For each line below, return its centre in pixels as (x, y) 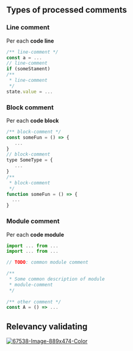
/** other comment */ (34, 302)
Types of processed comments (66, 10)
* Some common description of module (57, 279)
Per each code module (35, 234)
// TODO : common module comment (47, 262)
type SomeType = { (30, 160)
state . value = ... (30, 92)
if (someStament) (28, 69)
